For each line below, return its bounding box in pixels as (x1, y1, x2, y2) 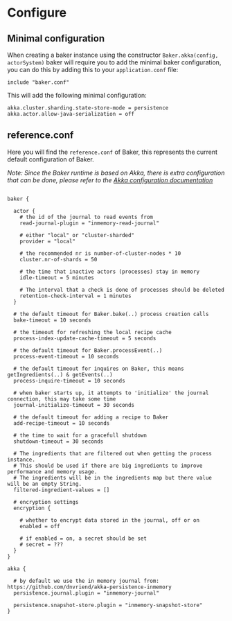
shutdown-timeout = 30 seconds (13, 438, 104, 445)
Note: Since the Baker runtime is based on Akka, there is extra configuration (7, 168, 225, 177)
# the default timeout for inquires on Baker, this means (13, 365, 185, 372)
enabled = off (19, 523, 60, 530)
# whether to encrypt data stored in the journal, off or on (19, 516, 199, 524)
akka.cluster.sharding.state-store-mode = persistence (7, 105, 169, 112)
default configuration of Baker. (7, 155, 95, 164)
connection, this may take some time (7, 395, 116, 403)
